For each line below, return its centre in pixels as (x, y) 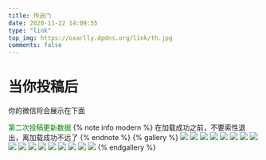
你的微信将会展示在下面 (47, 111)
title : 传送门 (30, 16)
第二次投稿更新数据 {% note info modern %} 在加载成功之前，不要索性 (123, 127)
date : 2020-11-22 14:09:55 (53, 23)
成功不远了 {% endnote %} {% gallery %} (111, 138)
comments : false (35, 45)
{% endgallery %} (127, 147)
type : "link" (30, 30)
